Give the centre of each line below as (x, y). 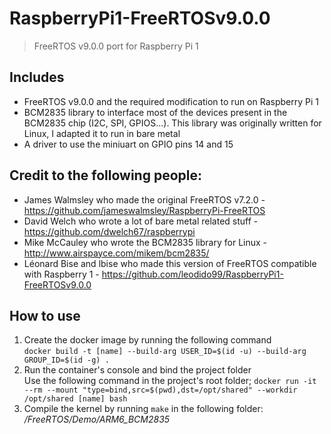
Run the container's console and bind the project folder (137, 370)
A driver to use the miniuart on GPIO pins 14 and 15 (128, 144)
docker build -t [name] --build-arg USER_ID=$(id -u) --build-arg (165, 352)
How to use (45, 315)
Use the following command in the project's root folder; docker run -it (170, 381)
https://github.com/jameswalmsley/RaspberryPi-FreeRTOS (144, 210)
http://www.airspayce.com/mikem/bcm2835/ (116, 253)
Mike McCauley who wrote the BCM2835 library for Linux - (145, 242)
